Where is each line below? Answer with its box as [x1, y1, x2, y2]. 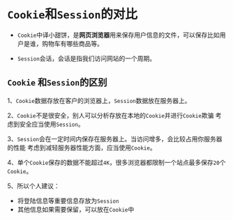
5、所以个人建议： [7, 182, 61, 190]
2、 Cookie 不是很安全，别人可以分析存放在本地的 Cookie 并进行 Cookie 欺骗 [7, 111, 214, 119]
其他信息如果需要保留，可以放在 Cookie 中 [17, 205, 135, 213]
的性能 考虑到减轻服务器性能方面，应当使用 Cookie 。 [7, 143, 156, 152]
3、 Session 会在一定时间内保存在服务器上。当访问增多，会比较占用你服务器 [7, 134, 223, 143]
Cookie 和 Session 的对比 [7, 6, 138, 22]
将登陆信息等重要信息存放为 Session [17, 196, 119, 205]
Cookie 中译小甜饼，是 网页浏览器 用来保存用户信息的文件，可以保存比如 [17, 31, 220, 39]
